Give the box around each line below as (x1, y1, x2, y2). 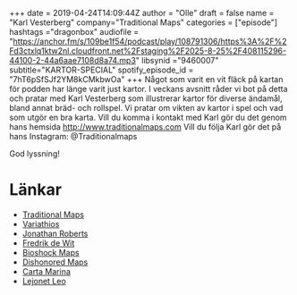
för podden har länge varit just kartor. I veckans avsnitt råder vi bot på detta (9, 84, 288, 94)
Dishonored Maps (21, 257, 89, 267)
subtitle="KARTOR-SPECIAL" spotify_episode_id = (9, 64, 194, 75)
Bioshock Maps (21, 247, 80, 257)
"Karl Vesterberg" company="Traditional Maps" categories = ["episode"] (9, 17, 278, 28)
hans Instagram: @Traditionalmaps (9, 131, 138, 141)
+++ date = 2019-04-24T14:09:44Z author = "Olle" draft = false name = (9, 8, 275, 18)
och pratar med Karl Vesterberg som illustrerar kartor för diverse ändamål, (9, 93, 283, 104)
